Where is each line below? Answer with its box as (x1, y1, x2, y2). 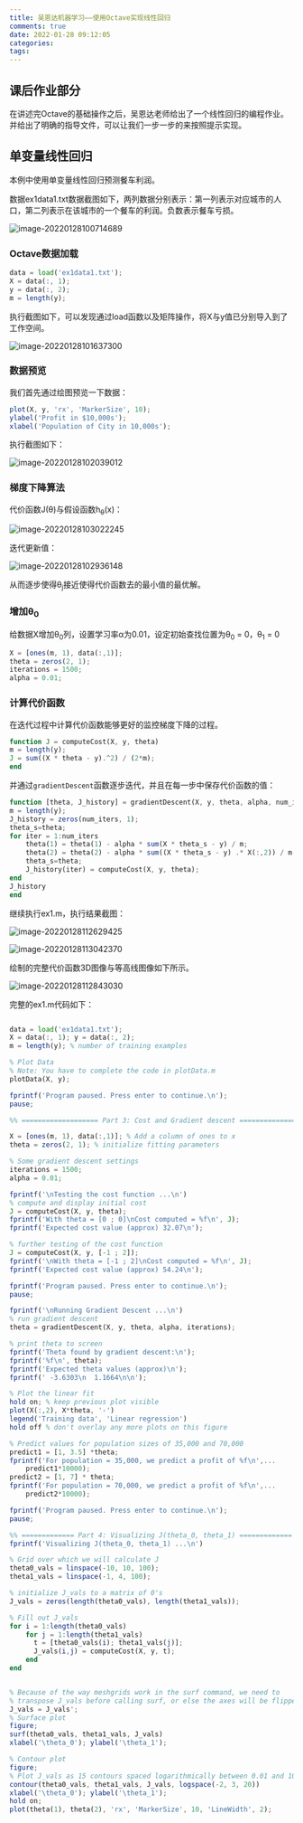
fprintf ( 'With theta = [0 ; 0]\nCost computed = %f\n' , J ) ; (9, 1215, 241, 1224)
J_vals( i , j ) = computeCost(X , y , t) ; (32, 1647, 176, 1656)
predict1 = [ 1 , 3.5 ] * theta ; (9, 1448, 119, 1457)
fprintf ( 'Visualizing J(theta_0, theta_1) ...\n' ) (9, 1539, 204, 1548)
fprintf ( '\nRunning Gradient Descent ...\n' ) (9, 1306, 183, 1316)
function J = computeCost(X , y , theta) (9, 737, 160, 746)
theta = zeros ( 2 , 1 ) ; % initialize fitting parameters (9, 1140, 220, 1149)
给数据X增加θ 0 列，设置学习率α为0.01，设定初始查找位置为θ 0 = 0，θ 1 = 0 (9, 628, 280, 642)
